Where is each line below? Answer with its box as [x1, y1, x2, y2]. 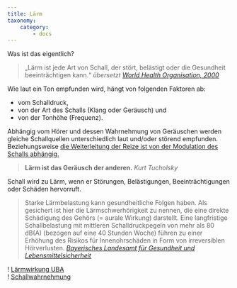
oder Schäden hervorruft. [7, 185, 81, 194]
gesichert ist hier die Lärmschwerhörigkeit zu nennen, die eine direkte [24, 206, 229, 215]
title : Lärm [7, 10, 42, 18]
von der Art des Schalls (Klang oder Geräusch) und [17, 106, 167, 114]
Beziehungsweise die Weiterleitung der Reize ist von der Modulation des [7, 143, 219, 151]
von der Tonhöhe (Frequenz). [17, 113, 103, 122]
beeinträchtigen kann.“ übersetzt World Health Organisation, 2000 [24, 71, 219, 79]
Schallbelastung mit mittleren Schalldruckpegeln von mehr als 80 [24, 221, 214, 230]
